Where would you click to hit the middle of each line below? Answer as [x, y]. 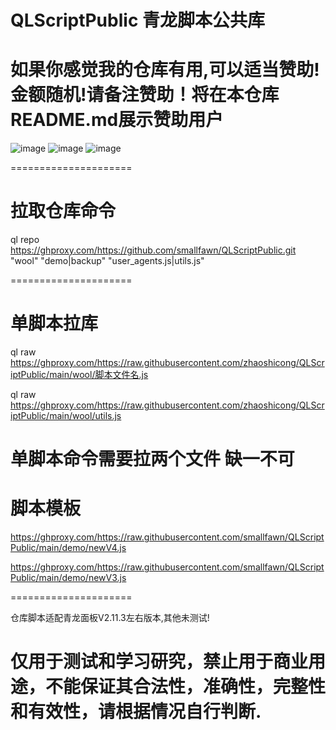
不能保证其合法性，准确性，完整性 [186, 687]
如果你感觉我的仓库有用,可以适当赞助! [165, 70]
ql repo [25, 240]
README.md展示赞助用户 [117, 120]
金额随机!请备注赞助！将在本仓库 [145, 95]
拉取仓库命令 [63, 211]
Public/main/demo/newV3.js [68, 578]
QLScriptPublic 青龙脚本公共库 [137, 20]
